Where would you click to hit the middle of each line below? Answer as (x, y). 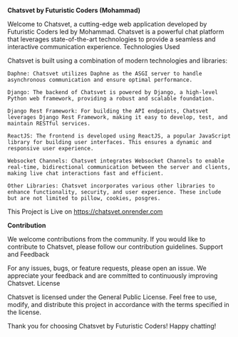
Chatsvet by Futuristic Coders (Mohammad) (74, 10)
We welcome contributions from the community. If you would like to (107, 239)
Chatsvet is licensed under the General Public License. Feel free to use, (112, 297)
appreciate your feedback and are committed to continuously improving (113, 276)
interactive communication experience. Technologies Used (94, 47)
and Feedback (29, 254)
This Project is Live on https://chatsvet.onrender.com (85, 212)
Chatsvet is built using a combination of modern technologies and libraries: (118, 61)
